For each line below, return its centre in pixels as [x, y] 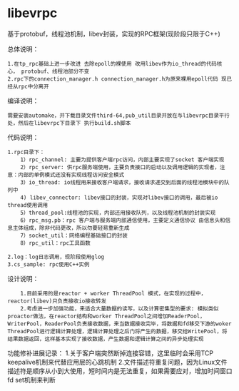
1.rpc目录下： [26, 152]
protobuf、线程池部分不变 [55, 71]
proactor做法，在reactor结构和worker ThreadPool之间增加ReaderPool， [106, 316]
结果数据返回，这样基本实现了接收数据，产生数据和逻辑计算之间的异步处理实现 [106, 339]
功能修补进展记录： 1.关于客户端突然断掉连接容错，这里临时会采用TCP [111, 353]
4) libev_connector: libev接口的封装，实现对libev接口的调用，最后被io [119, 198]
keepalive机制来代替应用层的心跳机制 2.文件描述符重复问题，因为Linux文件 [117, 362]
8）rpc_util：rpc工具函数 [55, 243]
